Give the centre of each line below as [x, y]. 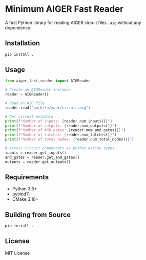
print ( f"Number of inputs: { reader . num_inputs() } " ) [59, 121]
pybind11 [21, 194]
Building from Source [38, 215]
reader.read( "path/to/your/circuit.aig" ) [48, 108]
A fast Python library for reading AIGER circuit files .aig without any [73, 23]
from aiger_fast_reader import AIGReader [48, 81]
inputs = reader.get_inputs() [36, 153]
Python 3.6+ [25, 189]
